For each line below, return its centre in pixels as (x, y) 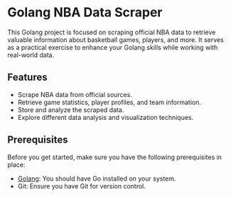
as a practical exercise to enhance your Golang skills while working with (113, 47)
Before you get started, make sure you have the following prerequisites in (115, 157)
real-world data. (31, 55)
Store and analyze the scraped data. (71, 110)
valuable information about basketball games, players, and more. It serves (116, 39)
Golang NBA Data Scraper (85, 12)
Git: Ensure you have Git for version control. (81, 186)
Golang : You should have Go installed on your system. (97, 178)
